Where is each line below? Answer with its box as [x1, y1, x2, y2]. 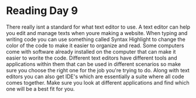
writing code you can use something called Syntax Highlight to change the [6, 36, 185, 43]
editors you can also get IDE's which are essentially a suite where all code [6, 73, 184, 80]
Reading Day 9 [6, 4, 78, 17]
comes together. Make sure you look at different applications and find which [6, 79, 190, 86]
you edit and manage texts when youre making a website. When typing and [6, 29, 188, 36]
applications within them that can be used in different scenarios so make [6, 60, 181, 68]
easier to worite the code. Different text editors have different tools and [6, 54, 177, 61]
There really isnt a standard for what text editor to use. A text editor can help [6, 23, 191, 30]
